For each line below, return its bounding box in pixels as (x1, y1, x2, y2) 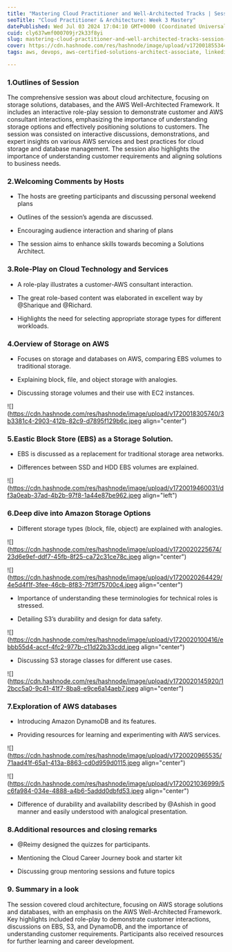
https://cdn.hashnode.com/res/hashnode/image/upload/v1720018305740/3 (9, 409, 224, 418)
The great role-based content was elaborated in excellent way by (17, 293, 203, 301)
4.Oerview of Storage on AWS (7, 339, 109, 348)
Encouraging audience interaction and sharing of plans (17, 226, 174, 235)
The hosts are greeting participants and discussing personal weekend (17, 192, 216, 200)
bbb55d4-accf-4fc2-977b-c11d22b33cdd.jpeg (7, 642, 140, 651)
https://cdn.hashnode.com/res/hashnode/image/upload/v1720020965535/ (9, 751, 222, 759)
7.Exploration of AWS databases (7, 701, 117, 711)
